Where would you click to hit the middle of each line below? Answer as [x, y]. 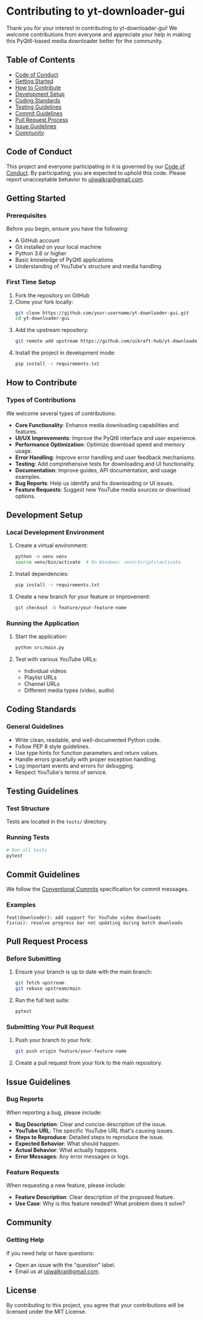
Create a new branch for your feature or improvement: [83, 597]
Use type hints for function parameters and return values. [87, 753]
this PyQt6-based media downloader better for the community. [85, 41]
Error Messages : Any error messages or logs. [72, 1156]
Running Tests [28, 838]
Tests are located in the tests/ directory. [57, 822]
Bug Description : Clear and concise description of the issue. [91, 1124]
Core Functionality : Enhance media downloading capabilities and [97, 425]
